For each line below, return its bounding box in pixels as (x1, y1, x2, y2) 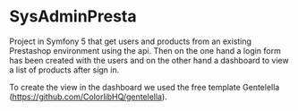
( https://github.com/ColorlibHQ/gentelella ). (9, 91, 167, 102)
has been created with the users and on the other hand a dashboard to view (9, 55, 289, 65)
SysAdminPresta (9, 6, 137, 27)
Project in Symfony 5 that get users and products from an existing (9, 36, 252, 47)
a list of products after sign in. (9, 64, 120, 75)
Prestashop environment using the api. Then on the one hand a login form (9, 45, 282, 55)
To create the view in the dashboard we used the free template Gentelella (9, 81, 280, 92)
